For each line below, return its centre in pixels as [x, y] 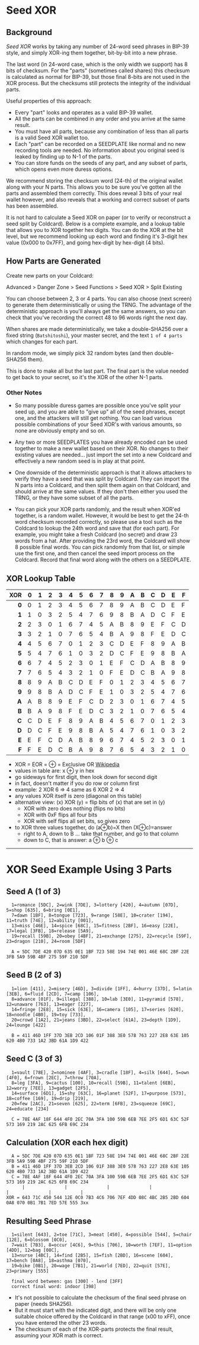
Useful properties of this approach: [49, 101]
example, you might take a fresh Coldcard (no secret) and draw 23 [96, 535]
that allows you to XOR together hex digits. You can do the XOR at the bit [95, 230]
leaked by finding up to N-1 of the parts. [63, 157]
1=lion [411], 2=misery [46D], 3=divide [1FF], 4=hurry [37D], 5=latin [102, 988]
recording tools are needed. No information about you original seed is [99, 150]
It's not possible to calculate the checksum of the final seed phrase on [100, 1298]
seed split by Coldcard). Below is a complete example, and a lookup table [96, 224]
